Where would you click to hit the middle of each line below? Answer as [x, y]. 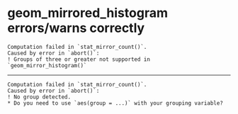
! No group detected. [39, 97]
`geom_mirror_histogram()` [47, 65]
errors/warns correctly [76, 28]
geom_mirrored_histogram [88, 13]
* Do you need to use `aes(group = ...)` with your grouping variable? [115, 103]
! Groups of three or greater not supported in [79, 59]
